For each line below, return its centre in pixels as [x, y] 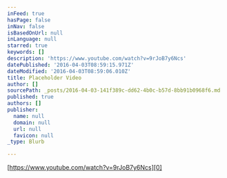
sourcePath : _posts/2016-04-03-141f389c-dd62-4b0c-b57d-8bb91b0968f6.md [114, 90]
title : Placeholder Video [44, 78]
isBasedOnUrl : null [35, 33]
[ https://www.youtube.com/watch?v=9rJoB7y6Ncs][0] [85, 168]
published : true [30, 97]
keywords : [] [26, 52]
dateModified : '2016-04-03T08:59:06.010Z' [69, 71]
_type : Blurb [26, 142]
